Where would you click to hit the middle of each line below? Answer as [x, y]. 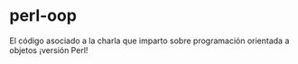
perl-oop [43, 16]
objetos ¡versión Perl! [49, 50]
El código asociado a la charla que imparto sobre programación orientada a [149, 41]
